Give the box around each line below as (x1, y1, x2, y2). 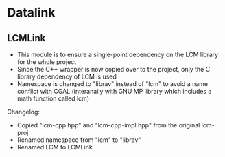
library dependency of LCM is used (16, 72, 117, 81)
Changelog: (7, 108, 40, 116)
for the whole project (16, 58, 77, 66)
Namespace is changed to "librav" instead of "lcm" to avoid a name (16, 80, 208, 87)
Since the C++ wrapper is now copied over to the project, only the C (16, 65, 211, 73)
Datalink (7, 5, 56, 21)
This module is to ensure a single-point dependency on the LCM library (16, 50, 219, 59)
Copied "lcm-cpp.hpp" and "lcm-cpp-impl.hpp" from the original (16, 121, 200, 129)
